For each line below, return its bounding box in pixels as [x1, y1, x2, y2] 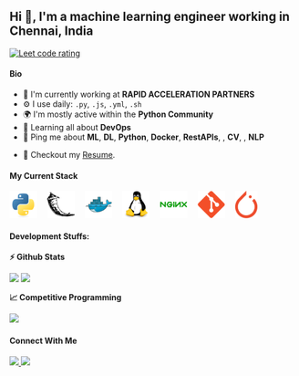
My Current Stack [9, 170, 78, 181]
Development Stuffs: [9, 230, 89, 242]
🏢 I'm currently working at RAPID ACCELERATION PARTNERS [22, 89, 255, 100]
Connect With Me [9, 335, 77, 347]
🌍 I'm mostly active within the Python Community [22, 109, 214, 120]
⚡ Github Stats [9, 252, 66, 263]
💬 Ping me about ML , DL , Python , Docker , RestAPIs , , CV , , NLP [22, 131, 264, 142]
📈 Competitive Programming [9, 292, 122, 303]
